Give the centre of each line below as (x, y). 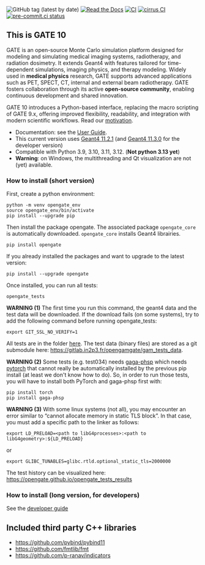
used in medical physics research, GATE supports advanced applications (99, 76)
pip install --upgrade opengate (47, 274)
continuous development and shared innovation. (67, 95)
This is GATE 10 (36, 35)
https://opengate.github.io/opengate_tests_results (69, 479)
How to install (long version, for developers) (73, 495)
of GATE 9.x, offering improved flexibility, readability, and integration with (99, 114)
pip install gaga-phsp (35, 398)
